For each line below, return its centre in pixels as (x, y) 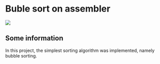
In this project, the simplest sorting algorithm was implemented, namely (80, 50)
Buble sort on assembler (58, 9)
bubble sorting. (21, 55)
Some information (34, 38)
